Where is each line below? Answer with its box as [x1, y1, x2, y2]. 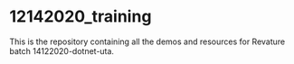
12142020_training [9, 6, 152, 27]
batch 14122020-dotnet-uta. [9, 45, 115, 56]
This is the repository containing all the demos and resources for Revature [9, 36, 286, 47]
